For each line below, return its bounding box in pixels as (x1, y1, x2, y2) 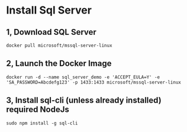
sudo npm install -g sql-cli (6, 120, 78, 126)
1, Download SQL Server (6, 27, 96, 37)
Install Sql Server (6, 4, 92, 17)
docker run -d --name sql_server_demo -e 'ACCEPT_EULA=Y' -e (6, 74, 160, 80)
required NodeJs (6, 104, 69, 115)
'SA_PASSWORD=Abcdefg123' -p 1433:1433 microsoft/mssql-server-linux (6, 79, 182, 85)
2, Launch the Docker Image (6, 58, 112, 68)
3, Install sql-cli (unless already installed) (6, 95, 162, 105)
